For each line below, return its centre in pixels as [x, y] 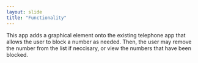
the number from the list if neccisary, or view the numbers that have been [99, 48]
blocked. [17, 54]
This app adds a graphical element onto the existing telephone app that [96, 35]
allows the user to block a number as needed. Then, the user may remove [99, 42]
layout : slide [24, 12]
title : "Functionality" [37, 18]
